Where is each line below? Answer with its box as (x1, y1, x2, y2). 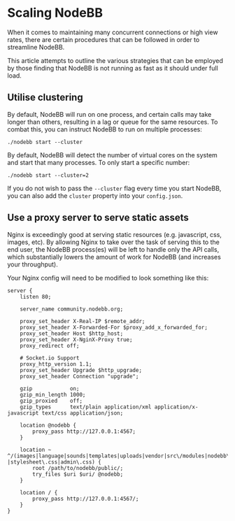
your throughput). (7, 260, 58, 269)
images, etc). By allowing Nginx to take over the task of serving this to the (7, 238, 220, 246)
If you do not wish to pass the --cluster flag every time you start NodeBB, (7, 184, 222, 192)
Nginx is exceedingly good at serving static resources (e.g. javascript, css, (7, 230, 222, 238)
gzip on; (20, 385, 80, 392)
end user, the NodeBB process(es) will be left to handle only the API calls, (7, 245, 220, 253)
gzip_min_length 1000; (20, 391, 86, 398)
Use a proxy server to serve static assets (7, 212, 189, 224)
